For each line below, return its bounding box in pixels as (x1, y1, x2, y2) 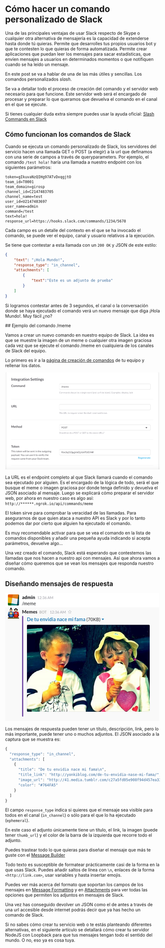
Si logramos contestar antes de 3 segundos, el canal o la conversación (5, 302, 148, 308)
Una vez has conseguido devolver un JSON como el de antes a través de (5, 902, 153, 908)
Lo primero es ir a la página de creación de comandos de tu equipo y (5, 357, 145, 363)
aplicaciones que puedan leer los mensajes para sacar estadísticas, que (5, 51, 151, 57)
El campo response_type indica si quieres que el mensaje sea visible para (5, 807, 153, 813)
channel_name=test (5, 194, 43, 199)
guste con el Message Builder (5, 852, 65, 858)
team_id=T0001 (5, 179, 34, 184)
